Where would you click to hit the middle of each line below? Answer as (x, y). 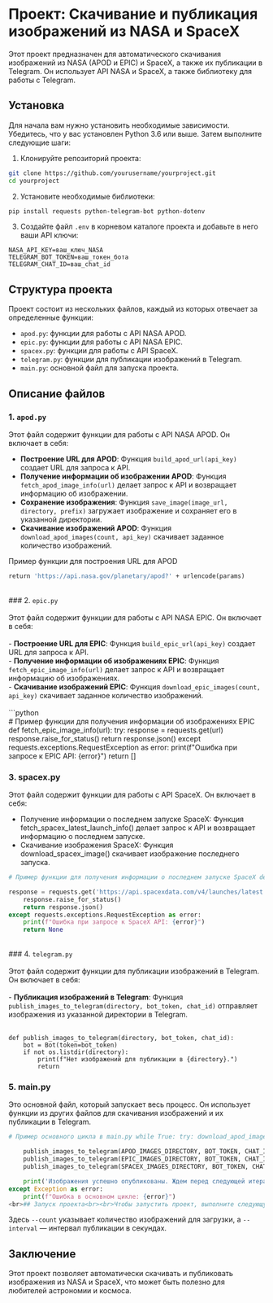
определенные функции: (51, 317)
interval (23, 1229)
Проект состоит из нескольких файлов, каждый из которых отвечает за (133, 309)
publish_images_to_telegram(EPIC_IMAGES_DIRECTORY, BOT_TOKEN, (132, 1159)
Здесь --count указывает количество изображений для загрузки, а (125, 1220)
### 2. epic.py (33, 600)
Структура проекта (61, 289)
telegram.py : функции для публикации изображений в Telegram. (131, 360)
